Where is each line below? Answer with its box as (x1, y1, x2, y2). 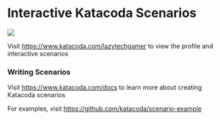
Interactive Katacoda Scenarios (7, 5, 197, 21)
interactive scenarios (7, 49, 69, 58)
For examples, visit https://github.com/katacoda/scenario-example (7, 104, 202, 113)
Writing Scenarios (7, 67, 71, 77)
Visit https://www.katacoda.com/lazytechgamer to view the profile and (7, 41, 214, 50)
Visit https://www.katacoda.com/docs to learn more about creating (7, 83, 202, 92)
